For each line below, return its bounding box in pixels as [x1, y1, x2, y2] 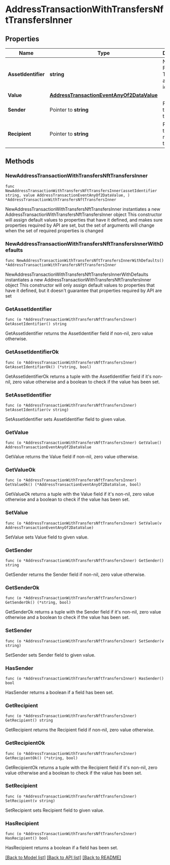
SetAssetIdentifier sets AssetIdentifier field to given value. [5, 416, 126, 422]
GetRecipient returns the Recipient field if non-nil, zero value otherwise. [5, 727, 155, 733]
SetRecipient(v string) [5, 798, 56, 803]
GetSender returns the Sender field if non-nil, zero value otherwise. [5, 571, 146, 578]
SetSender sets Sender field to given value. [5, 652, 96, 658]
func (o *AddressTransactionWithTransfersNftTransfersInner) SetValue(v [5, 521, 162, 526]
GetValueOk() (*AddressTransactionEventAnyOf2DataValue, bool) [5, 482, 142, 487]
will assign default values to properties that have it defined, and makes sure [5, 217, 163, 223]
